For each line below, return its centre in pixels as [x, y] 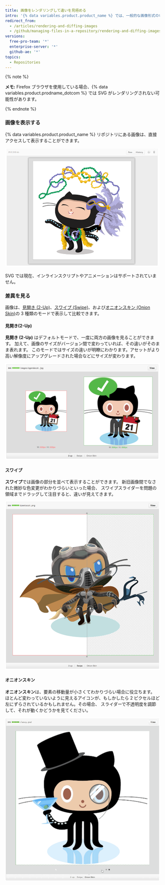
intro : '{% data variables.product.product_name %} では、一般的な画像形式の [82, 15]
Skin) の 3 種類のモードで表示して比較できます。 [54, 313]
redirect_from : [21, 21]
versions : [15, 36]
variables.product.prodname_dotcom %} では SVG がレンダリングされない [80, 93]
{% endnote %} [21, 109]
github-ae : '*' [25, 52]
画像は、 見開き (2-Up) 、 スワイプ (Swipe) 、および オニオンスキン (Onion [78, 307]
